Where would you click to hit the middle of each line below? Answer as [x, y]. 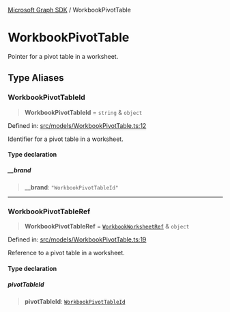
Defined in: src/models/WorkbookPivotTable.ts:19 [77, 239]
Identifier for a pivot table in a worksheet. [66, 139]
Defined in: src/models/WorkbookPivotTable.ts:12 [77, 125]
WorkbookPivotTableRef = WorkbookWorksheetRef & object [107, 226]
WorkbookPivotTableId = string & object [83, 112]
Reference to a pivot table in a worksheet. [66, 253]
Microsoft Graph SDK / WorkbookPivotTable [70, 10]
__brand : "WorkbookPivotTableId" [71, 187]
